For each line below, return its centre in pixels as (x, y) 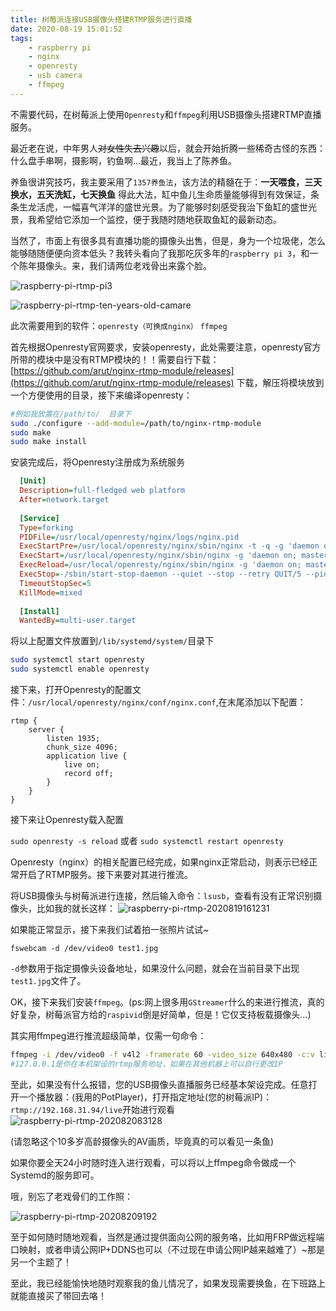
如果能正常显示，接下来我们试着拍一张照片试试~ (110, 929)
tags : (21, 38)
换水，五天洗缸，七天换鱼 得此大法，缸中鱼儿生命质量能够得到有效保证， (160, 194)
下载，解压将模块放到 (280, 382)
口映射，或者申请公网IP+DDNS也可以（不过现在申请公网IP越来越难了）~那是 (168, 1249)
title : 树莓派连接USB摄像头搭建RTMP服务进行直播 (101, 19)
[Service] (39, 518)
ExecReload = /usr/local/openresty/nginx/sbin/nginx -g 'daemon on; (160, 565)
